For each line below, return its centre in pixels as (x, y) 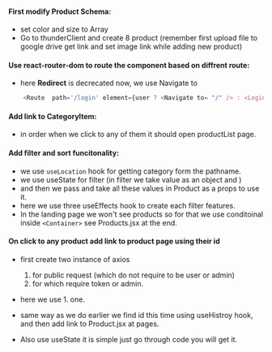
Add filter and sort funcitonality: (64, 153)
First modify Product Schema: (60, 11)
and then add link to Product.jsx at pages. (89, 324)
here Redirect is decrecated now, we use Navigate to (109, 83)
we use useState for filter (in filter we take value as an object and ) (131, 179)
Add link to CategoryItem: (53, 116)
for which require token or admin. (88, 283)
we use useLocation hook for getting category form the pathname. (130, 171)
